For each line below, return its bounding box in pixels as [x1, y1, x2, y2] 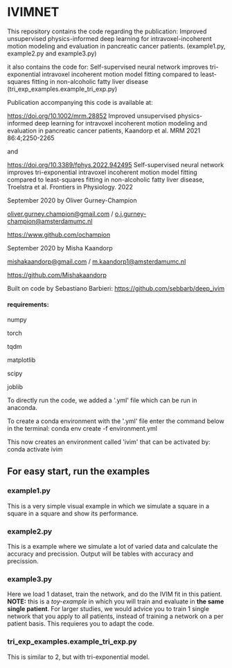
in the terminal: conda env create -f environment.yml [7, 425, 158, 433]
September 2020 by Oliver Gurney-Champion [7, 196, 137, 205]
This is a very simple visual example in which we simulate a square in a [7, 502, 210, 510]
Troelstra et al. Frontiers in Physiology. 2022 [7, 182, 134, 191]
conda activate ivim [7, 445, 63, 454]
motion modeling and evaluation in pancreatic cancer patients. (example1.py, [7, 42, 226, 50]
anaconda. [7, 404, 38, 412]
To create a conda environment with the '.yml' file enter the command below [7, 417, 225, 425]
